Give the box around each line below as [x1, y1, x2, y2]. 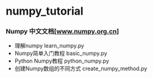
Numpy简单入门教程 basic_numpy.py [14, 50, 107, 57]
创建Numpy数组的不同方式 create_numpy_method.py [14, 65, 148, 73]
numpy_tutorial [5, 4, 84, 18]
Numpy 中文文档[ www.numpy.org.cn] [5, 27, 119, 36]
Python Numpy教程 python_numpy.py [14, 57, 109, 65]
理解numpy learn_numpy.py [14, 42, 85, 49]
